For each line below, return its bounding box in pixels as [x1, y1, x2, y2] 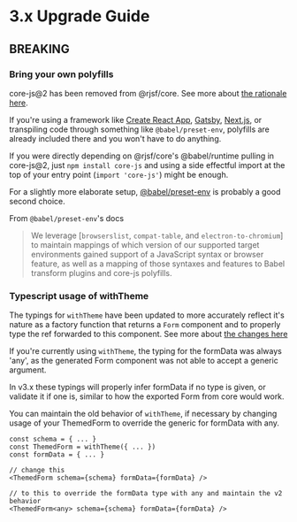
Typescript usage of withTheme [9, 289, 149, 302]
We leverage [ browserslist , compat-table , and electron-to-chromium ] [30, 230, 284, 241]
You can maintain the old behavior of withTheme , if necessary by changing [9, 409, 278, 419]
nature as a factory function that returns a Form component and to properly [9, 319, 281, 330]
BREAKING [9, 42, 70, 57]
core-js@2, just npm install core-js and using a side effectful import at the [9, 159, 286, 170]
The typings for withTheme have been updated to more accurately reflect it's [9, 310, 285, 320]
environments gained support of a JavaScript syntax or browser [30, 249, 264, 259]
